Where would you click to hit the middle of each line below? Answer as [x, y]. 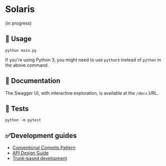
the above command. [27, 65]
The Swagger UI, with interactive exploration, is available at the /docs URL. [82, 93]
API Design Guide [30, 153]
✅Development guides [41, 136]
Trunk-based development [40, 158]
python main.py [21, 50]
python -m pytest [23, 120]
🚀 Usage [18, 39]
